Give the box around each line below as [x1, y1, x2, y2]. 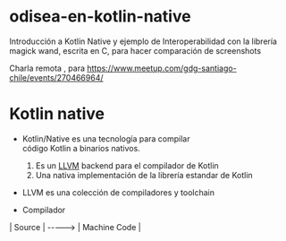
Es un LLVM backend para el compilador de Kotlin [35, 159, 219, 171]
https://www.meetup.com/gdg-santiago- [86, 63, 237, 73]
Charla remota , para [9, 63, 86, 73]
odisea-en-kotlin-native [9, 6, 191, 27]
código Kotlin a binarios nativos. [21, 142, 140, 153]
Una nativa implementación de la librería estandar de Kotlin [35, 169, 253, 180]
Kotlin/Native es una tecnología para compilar [21, 133, 190, 144]
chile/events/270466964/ [9, 72, 104, 82]
